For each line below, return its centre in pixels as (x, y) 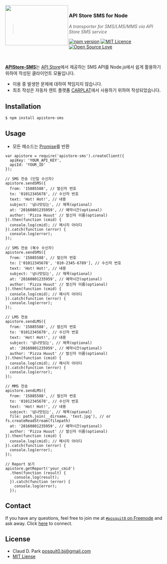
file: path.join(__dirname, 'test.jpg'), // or (60, 416)
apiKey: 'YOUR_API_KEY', (36, 160)
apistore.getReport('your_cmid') (40, 468)
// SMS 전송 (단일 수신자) (30, 179)
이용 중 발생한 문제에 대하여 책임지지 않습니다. (57, 84)
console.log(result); (37, 477)
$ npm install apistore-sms (35, 118)
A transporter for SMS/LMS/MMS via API (111, 27)
